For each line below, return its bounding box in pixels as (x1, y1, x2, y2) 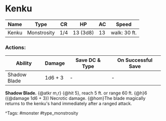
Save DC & (75, 57, 101, 64)
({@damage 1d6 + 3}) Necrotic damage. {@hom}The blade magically (5, 95, 146, 101)
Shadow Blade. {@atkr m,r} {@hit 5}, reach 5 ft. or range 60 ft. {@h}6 (5, 90, 147, 96)
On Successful (117, 57, 153, 64)
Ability (15, 60, 32, 67)
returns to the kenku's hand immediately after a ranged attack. (5, 101, 132, 107)
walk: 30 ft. (111, 29, 137, 36)
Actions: (5, 44, 26, 51)
